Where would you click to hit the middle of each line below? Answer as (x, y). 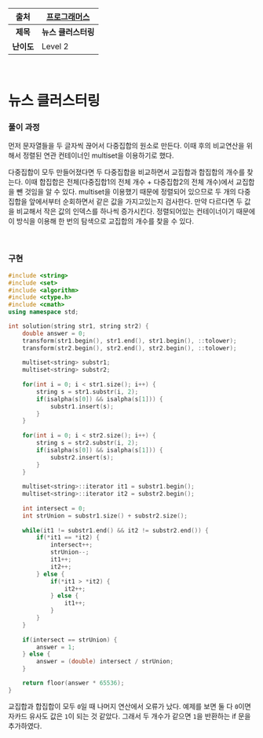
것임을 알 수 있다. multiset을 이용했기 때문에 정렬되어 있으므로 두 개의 (131, 192)
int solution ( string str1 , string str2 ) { (79, 326)
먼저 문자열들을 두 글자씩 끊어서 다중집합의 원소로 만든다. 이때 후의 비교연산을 (126, 146)
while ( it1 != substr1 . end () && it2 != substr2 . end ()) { (116, 530)
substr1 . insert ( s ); (82, 406)
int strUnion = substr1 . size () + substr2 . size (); (105, 516)
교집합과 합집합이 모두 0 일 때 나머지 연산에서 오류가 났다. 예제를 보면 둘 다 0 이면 (130, 706)
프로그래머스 (68, 17)
